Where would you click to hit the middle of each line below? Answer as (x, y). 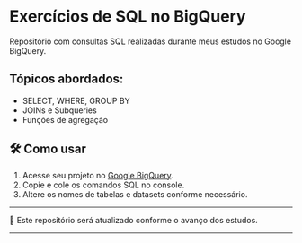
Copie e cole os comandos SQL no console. (103, 185)
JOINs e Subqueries (59, 110)
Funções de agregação (65, 119)
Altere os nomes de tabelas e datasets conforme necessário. (135, 194)
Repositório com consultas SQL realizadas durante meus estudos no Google (151, 41)
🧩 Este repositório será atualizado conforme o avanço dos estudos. (133, 220)
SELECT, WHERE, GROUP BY (76, 100)
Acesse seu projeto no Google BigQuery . (98, 175)
